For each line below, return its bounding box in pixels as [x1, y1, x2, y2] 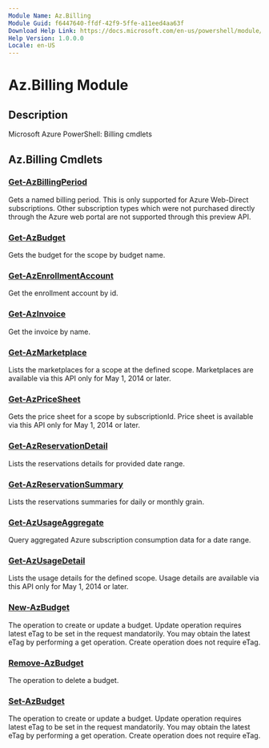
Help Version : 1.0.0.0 [8, 34, 84, 43]
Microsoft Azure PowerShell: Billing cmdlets [8, 129, 152, 139]
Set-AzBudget [8, 696, 66, 706]
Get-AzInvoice [8, 308, 66, 319]
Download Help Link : [8, 26, 78, 35]
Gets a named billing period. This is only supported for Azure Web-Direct [8, 194, 249, 205]
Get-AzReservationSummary [8, 478, 124, 490]
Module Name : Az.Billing [8, 11, 91, 20]
